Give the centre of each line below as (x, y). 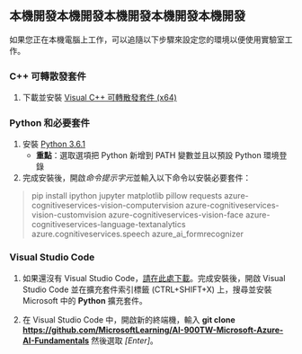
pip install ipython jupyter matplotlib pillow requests (127, 196)
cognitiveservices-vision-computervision (107, 206)
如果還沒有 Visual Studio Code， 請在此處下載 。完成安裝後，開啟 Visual (154, 278)
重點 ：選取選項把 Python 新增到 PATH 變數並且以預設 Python (149, 155)
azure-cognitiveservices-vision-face (176, 215)
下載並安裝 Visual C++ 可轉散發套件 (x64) (99, 98)
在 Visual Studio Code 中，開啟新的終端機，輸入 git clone (129, 319)
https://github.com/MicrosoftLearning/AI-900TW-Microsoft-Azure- (153, 330)
